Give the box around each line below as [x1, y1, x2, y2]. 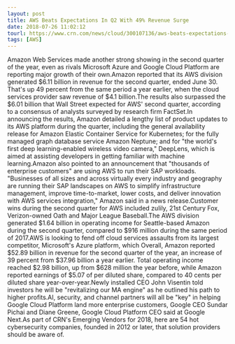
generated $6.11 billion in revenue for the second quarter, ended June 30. [7, 78, 218, 86]
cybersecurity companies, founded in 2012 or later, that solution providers [7, 323, 220, 331]
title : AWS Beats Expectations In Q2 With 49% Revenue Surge [7, 17, 190, 24]
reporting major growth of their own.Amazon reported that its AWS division [7, 71, 222, 79]
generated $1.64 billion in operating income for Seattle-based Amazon [7, 219, 210, 227]
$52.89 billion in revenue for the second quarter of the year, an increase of [7, 249, 222, 257]
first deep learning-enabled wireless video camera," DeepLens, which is [7, 145, 215, 153]
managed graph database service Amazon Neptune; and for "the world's [7, 137, 218, 145]
